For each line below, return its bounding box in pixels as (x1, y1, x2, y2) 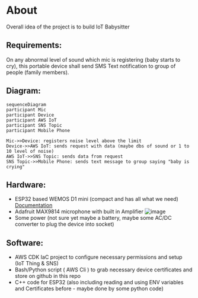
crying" (6, 164, 25, 169)
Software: (6, 238, 43, 248)
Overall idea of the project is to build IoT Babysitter (6, 23, 130, 30)
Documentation (14, 202, 53, 209)
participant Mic (6, 107, 46, 113)
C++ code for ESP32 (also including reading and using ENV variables (14, 279, 184, 286)
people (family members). (6, 69, 69, 76)
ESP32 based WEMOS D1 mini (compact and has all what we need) (14, 196, 179, 203)
